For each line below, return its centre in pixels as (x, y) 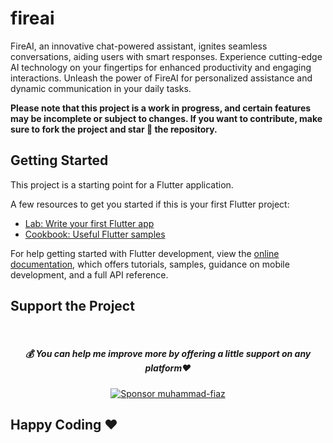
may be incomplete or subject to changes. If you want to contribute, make (166, 118)
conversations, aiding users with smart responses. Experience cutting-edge (166, 56)
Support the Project (72, 306)
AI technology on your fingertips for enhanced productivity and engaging (161, 67)
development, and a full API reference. (89, 274)
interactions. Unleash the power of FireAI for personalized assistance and (161, 78)
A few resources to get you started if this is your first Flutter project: (150, 204)
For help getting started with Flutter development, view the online (145, 253)
